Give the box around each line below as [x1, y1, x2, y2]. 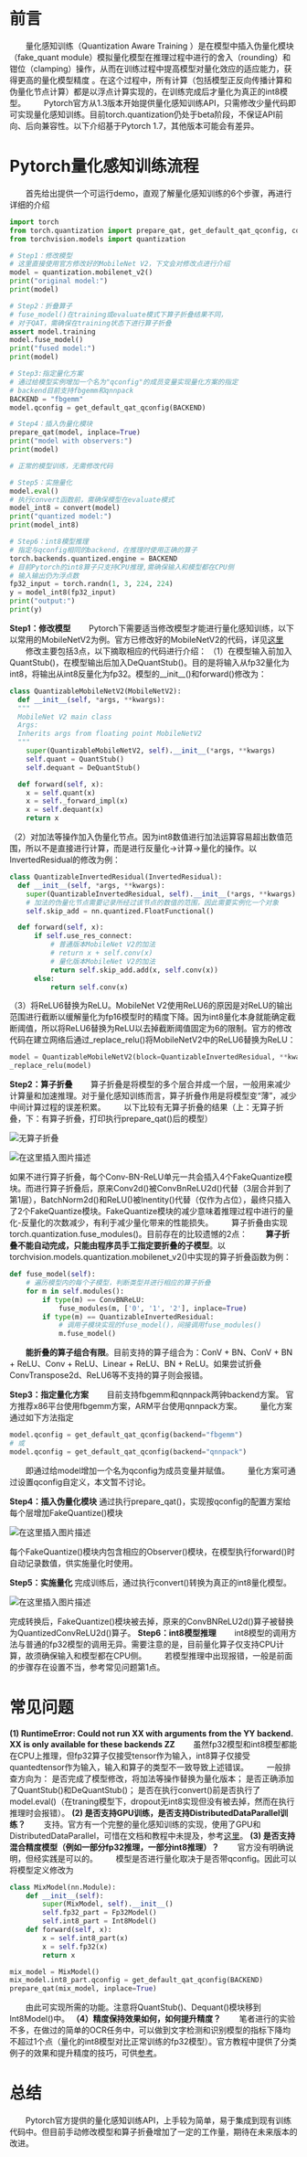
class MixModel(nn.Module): [9, 1883, 117, 1892]
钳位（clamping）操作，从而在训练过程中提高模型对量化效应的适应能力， [9, 63, 285, 74]
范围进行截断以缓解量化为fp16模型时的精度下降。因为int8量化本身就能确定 [9, 1011, 288, 1022]
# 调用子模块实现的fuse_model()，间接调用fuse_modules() [58, 1320, 262, 1330]
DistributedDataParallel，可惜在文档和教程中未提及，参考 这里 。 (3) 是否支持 [9, 1830, 295, 1841]
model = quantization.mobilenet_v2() [9, 268, 153, 277]
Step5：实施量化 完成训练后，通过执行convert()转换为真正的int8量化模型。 [9, 1576, 292, 1587]
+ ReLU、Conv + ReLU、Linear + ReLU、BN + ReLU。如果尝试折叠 [9, 1359, 262, 1370]
